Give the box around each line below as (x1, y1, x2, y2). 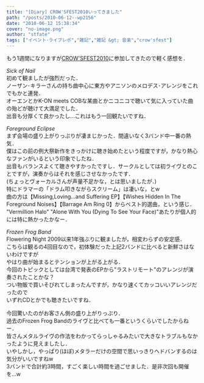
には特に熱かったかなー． (6, 216, 71, 223)
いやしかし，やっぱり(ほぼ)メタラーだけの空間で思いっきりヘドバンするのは (6, 348, 197, 354)
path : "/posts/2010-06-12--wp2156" (6, 15, 97, 21)
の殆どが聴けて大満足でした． (6, 105, 81, 112)
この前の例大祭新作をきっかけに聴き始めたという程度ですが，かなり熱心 (16, 147, 198, 154)
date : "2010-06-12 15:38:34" (6, 20, 80, 26)
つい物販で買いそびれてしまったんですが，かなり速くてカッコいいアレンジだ (6, 281, 198, 288)
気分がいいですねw (6, 355, 54, 362)
